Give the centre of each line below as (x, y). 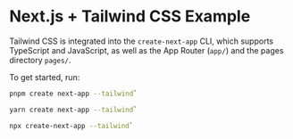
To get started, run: (45, 77)
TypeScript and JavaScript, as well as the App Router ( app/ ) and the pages (146, 50)
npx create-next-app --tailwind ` (71, 126)
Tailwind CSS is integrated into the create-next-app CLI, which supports (142, 41)
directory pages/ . (40, 60)
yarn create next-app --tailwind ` (74, 110)
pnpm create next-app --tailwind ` (74, 94)
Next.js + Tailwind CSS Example (130, 16)
